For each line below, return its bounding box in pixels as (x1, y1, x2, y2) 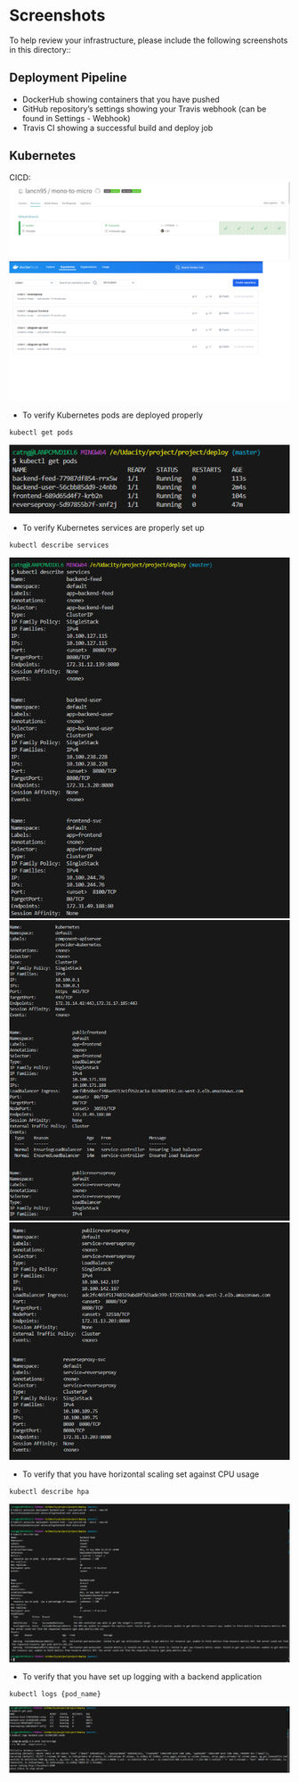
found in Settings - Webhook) (21, 112, 131, 123)
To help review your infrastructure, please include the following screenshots (9, 35, 288, 46)
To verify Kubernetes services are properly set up (21, 523, 205, 534)
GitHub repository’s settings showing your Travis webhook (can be (21, 104, 267, 114)
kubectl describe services (9, 541, 109, 550)
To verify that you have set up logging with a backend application (21, 1671, 263, 1682)
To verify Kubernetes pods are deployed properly (21, 410, 203, 420)
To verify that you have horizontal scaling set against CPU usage (21, 1469, 260, 1479)
